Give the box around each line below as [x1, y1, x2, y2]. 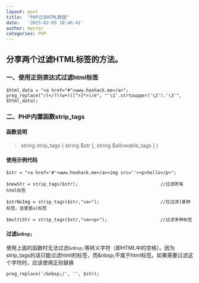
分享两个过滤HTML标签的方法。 [6, 54, 123, 64]
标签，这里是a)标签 [6, 205, 48, 211]
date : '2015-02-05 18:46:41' [6, 20, 84, 26]
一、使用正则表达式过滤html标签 [6, 74, 99, 82]
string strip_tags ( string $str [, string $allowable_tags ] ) [20, 142, 159, 149]
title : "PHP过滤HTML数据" [6, 14, 70, 20]
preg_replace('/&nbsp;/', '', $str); [6, 271, 100, 277]
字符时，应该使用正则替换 [11, 259, 74, 266]
